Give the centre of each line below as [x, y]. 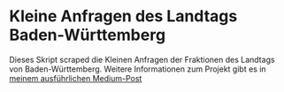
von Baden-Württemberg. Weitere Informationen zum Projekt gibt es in [138, 69]
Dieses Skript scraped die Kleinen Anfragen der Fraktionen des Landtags [142, 59]
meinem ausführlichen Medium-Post [76, 78]
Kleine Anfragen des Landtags [123, 16]
